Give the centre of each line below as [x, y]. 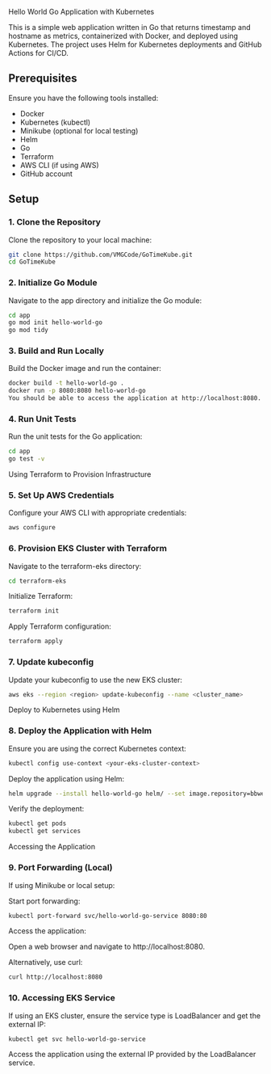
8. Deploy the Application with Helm [80, 731]
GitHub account [46, 174]
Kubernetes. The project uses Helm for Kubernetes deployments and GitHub [135, 44]
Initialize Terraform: [41, 596]
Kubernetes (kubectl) [55, 122]
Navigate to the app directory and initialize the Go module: [105, 300]
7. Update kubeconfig [51, 662]
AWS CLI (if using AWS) [59, 165]
